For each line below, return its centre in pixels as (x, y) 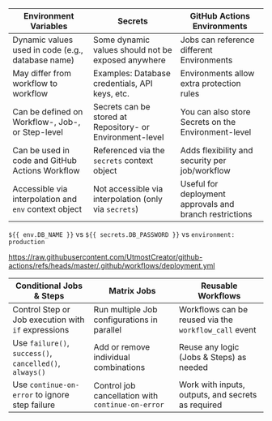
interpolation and (45, 199)
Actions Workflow (46, 171)
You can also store (215, 112)
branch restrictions (216, 214)
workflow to (35, 83)
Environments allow (217, 73)
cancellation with (126, 395)
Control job (115, 386)
